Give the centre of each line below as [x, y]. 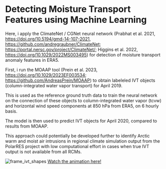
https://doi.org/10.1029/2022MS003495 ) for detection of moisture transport [83, 55]
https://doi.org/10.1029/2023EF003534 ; [46, 75]
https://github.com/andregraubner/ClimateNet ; [53, 44]
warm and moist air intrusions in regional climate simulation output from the [83, 141]
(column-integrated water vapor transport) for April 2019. [64, 85]
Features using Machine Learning [76, 20]
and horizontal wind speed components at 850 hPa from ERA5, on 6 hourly [82, 106]
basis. [11, 111]
